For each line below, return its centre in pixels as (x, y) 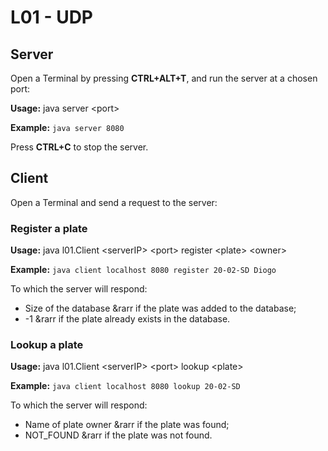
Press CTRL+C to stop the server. (79, 147)
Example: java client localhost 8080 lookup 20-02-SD (125, 386)
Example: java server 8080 (67, 127)
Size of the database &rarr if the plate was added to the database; (160, 308)
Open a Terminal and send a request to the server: (114, 202)
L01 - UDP (52, 17)
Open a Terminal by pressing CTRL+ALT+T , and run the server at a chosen (164, 78)
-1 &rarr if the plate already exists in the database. (127, 319)
